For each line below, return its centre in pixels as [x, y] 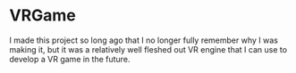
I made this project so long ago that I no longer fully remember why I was [144, 40]
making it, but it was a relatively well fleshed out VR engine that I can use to [148, 49]
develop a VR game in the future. [70, 59]
